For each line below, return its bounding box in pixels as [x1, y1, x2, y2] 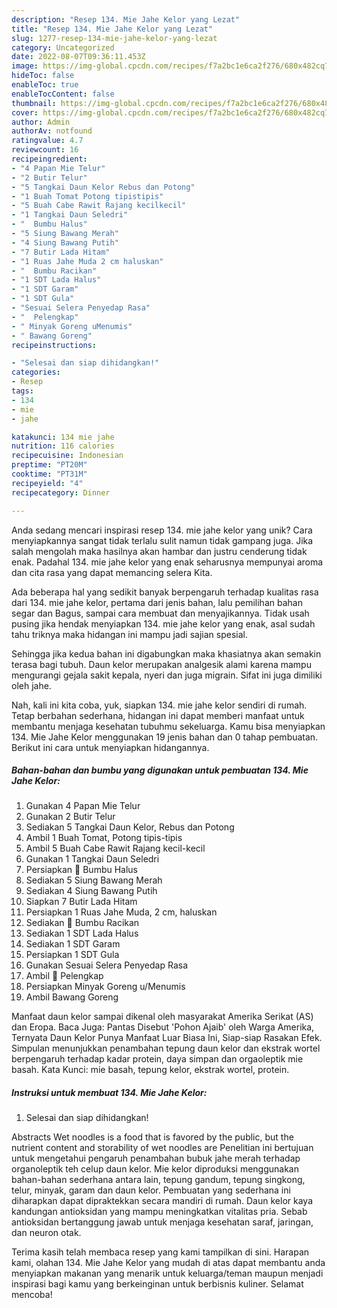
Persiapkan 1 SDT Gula [25, 949, 120, 961]
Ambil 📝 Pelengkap [25, 970, 104, 982]
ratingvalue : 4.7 [11, 136, 84, 146]
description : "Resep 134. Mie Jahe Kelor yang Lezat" [11, 14, 241, 25]
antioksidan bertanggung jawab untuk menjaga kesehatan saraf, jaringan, [11, 1216, 314, 1228]
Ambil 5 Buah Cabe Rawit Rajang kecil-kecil [25, 842, 206, 855]
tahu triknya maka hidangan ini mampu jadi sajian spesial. [11, 628, 248, 640]
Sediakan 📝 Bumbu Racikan [25, 917, 140, 929]
